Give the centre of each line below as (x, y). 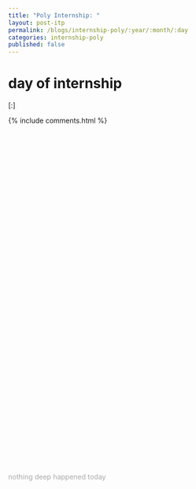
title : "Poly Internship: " (54, 15)
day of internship (65, 84)
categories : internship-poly (56, 37)
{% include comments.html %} (58, 121)
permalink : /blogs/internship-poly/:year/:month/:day (98, 30)
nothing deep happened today (57, 477)
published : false (37, 45)
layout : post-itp (37, 23)
